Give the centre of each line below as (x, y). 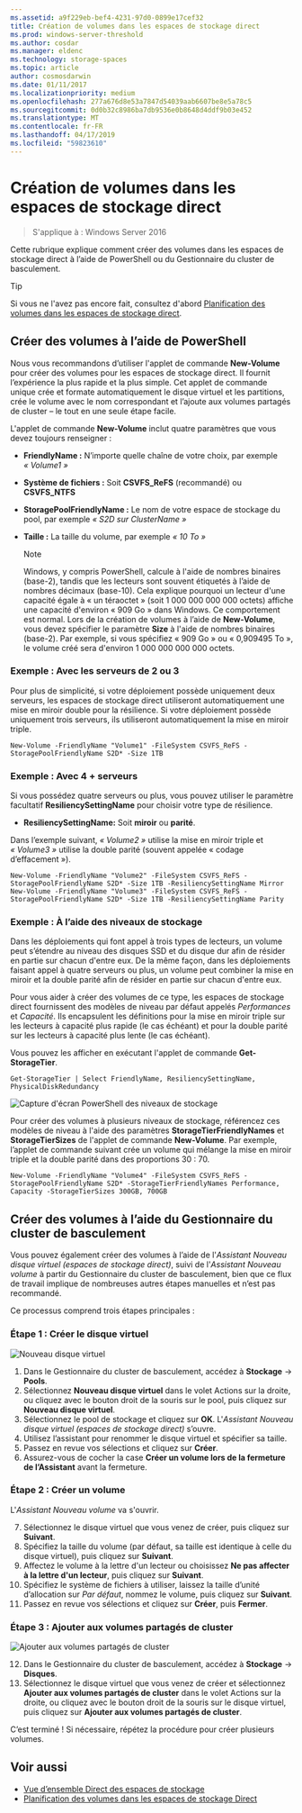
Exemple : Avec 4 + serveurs (74, 775)
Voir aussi (39, 1768)
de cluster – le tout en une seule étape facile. (93, 411)
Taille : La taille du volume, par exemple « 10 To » (114, 536)
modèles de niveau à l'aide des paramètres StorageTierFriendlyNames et (147, 1130)
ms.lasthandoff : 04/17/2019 (63, 135)
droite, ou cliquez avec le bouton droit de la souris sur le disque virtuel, (155, 1702)
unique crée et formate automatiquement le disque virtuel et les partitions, (148, 392)
